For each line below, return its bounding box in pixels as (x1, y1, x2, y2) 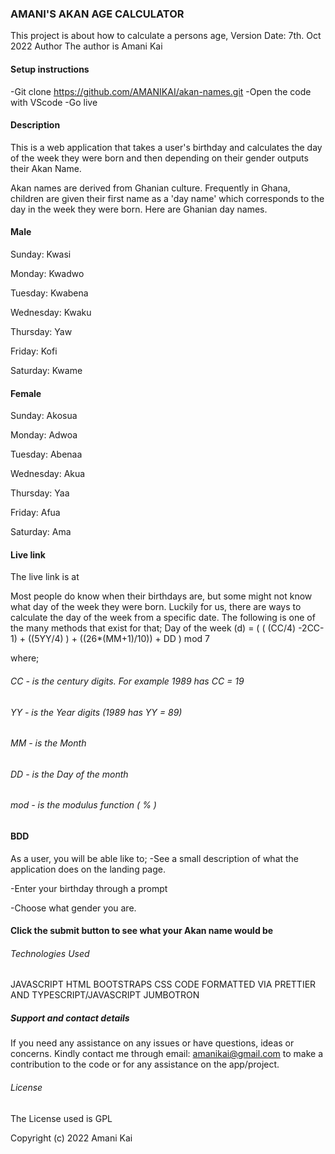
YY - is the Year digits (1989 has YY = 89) (10, 706, 183, 718)
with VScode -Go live (10, 96, 98, 108)
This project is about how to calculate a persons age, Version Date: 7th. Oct (10, 30, 322, 42)
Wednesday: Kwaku (10, 306, 92, 318)
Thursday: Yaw (10, 325, 73, 337)
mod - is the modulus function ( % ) (10, 799, 157, 811)
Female (10, 387, 42, 399)
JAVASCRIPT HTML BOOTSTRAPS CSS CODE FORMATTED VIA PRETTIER (10, 978, 317, 991)
